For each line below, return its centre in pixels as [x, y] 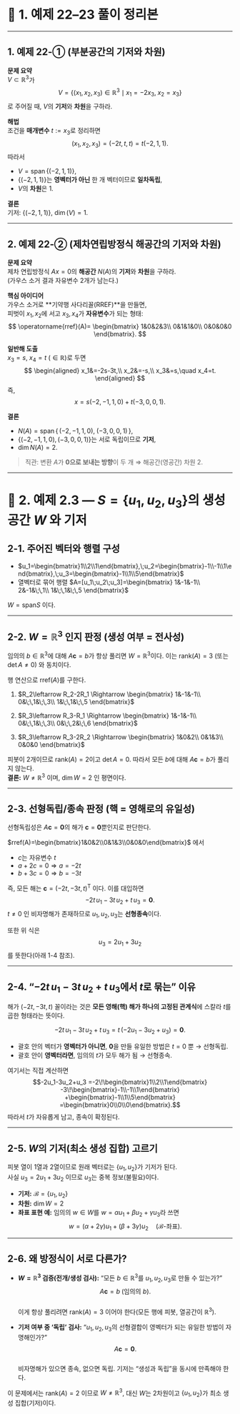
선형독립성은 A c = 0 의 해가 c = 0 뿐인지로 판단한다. [79, 827]
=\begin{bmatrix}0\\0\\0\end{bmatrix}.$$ [120, 1105]
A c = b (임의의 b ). [125, 1292]
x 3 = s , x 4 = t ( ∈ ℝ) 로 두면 [47, 358]
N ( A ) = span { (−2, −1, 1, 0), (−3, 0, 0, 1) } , [75, 431]
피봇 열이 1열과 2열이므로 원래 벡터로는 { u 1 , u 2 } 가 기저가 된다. [92, 1168]
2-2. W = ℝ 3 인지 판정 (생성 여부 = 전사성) [96, 636]
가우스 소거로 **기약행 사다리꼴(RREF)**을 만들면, [77, 305]
